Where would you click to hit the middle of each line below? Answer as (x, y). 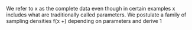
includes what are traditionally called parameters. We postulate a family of (96, 15)
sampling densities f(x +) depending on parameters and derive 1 (84, 21)
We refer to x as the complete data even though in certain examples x (91, 9)
